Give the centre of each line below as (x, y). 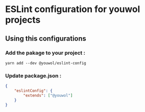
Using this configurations (46, 38)
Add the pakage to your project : (45, 53)
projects (23, 20)
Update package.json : (33, 75)
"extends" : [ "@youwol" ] (48, 95)
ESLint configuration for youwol (73, 9)
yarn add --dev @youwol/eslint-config (46, 63)
